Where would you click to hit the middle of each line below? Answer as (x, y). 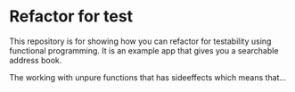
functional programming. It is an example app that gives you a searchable (144, 50)
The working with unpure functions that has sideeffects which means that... (148, 77)
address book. (36, 60)
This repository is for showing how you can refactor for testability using (140, 41)
